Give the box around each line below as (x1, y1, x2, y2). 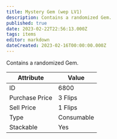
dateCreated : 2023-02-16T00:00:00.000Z (6, 43, 107, 49)
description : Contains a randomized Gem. (6, 15, 112, 21)
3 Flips (58, 93, 77, 102)
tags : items (6, 31, 36, 37)
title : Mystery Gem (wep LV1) (6, 8, 83, 15)
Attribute (17, 73, 44, 82)
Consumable (58, 113, 95, 121)
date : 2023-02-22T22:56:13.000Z (6, 25, 87, 32)
